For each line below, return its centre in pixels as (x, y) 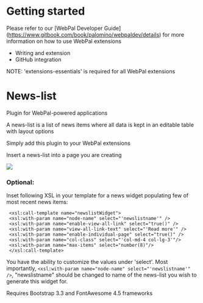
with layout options (30, 131)
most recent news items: (37, 202)
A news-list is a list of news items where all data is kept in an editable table (100, 125)
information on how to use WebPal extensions (64, 41)
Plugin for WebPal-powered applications (57, 113)
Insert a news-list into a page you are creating (64, 155)
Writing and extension (43, 53)
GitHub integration (38, 59)
